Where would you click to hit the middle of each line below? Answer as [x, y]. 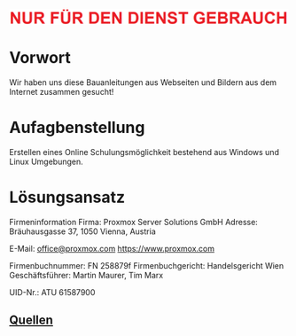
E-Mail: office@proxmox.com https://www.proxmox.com [112, 248]
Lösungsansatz [67, 197]
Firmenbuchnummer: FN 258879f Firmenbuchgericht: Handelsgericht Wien [147, 265]
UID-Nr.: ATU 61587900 [52, 292]
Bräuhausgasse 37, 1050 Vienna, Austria [83, 231]
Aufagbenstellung [77, 128]
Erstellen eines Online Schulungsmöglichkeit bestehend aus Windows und [144, 152]
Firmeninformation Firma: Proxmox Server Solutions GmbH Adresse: [134, 222]
